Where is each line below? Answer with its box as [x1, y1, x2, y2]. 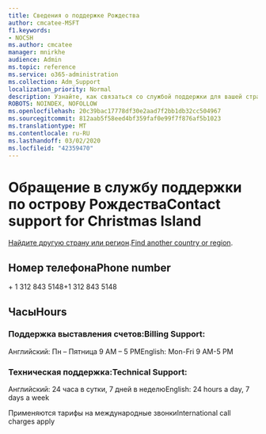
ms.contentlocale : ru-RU [8, 129, 90, 137]
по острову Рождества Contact [8, 195, 221, 213]
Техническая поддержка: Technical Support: [8, 366, 188, 377]
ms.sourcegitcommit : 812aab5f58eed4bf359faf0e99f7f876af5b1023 [8, 115, 222, 123]
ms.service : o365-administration [8, 70, 119, 78]
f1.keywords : [8, 26, 51, 34]
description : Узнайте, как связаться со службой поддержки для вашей [8, 93, 243, 101]
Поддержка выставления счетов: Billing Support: [8, 329, 206, 340]
